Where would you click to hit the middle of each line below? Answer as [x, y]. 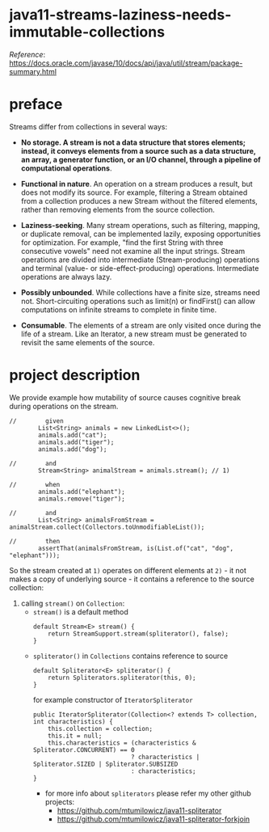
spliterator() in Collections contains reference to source [130, 656]
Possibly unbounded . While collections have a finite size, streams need [141, 292]
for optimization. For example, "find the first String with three [122, 242]
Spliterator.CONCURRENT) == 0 [84, 750]
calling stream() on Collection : [73, 603]
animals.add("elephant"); [82, 492]
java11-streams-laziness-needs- [120, 15]
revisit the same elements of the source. [88, 342]
